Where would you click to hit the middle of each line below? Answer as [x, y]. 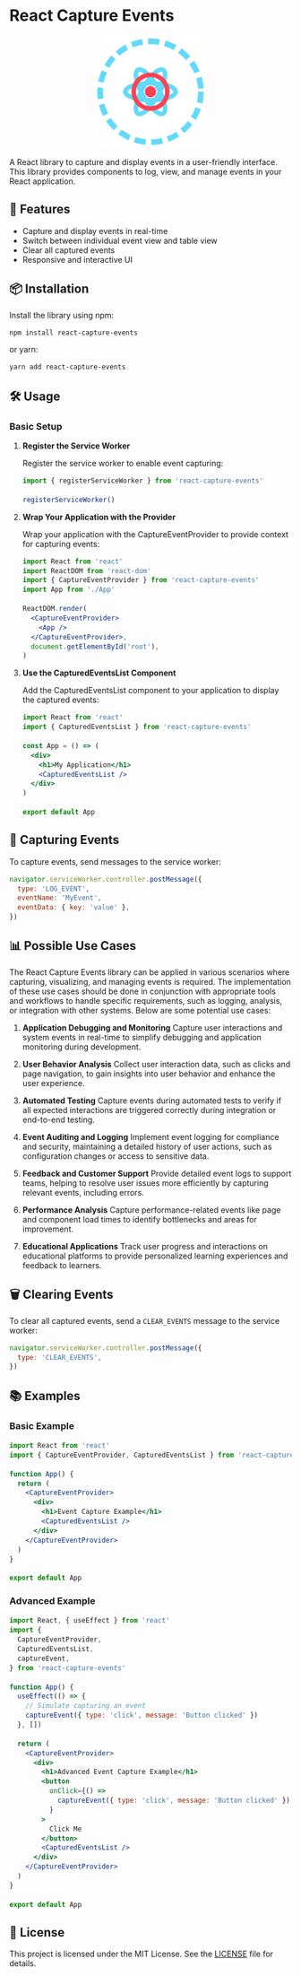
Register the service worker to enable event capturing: [123, 463]
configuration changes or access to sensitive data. [116, 1156]
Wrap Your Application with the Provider [99, 517]
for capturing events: [61, 544]
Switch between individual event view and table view [120, 240]
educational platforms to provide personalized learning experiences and [155, 1256]
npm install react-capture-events [74, 333]
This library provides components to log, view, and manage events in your [146, 171]
